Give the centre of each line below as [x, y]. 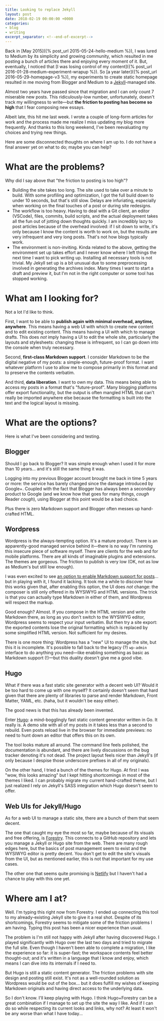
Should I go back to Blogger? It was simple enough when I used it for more [80, 463]
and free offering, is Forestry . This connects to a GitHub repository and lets [81, 838]
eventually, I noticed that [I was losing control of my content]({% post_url [79, 66]
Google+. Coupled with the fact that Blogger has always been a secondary [80, 489]
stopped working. [30, 278]
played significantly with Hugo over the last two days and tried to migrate [79, 942]
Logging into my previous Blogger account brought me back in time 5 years [81, 478]
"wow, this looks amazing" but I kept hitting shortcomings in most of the [78, 775]
